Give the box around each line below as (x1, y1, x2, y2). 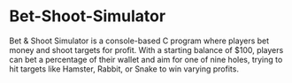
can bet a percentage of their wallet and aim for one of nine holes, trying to (9, 54, 283, 64)
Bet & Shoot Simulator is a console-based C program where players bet (9, 35, 270, 46)
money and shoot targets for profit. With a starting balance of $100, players (9, 44, 284, 55)
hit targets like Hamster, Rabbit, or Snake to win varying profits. (9, 64, 239, 74)
